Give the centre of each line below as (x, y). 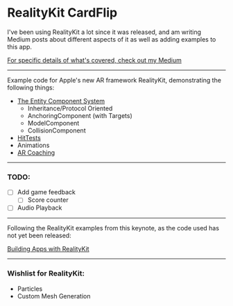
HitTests (29, 137)
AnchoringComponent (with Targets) (80, 115)
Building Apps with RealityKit (48, 249)
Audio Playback (40, 208)
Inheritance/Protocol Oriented (70, 108)
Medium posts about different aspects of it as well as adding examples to (112, 39)
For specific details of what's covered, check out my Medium (94, 60)
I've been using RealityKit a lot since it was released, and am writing (104, 32)
